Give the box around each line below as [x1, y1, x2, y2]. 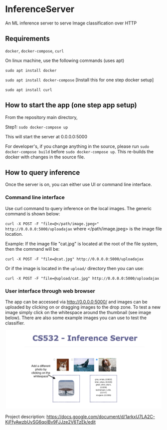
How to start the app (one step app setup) [5, 101, 137, 109]
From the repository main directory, [5, 114, 78, 120]
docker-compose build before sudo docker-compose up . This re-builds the [5, 148, 154, 154]
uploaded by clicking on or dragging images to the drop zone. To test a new [5, 304, 161, 310]
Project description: [5, 414, 46, 420]
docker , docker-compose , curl [5, 47, 64, 53]
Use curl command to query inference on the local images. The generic [5, 205, 152, 211]
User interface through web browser [5, 287, 96, 294]
